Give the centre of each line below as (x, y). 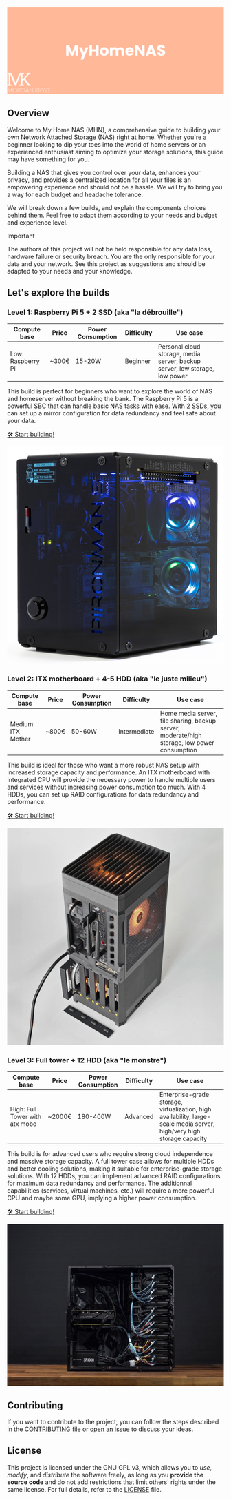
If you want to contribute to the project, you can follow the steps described (113, 1421)
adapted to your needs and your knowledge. (70, 271)
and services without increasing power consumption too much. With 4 (107, 787)
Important (21, 236)
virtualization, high (185, 1109)
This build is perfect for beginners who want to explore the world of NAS (110, 391)
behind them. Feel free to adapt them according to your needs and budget (112, 215)
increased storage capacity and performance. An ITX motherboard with (109, 772)
